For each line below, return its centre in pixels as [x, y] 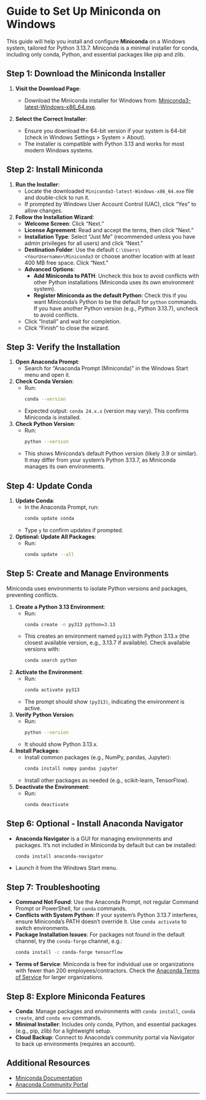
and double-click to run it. [57, 197]
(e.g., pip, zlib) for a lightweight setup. [63, 1031]
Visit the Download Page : [48, 88]
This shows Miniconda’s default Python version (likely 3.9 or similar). [111, 454]
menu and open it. [47, 375]
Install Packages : [37, 751]
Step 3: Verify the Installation [63, 347]
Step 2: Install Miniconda [55, 170]
